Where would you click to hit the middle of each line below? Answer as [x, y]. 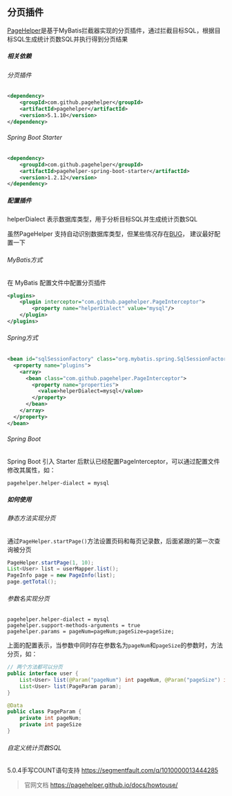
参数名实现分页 [28, 598]
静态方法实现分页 [31, 518]
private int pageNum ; [50, 718]
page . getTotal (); [32, 582]
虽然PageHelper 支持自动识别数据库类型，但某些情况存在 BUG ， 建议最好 [111, 234]
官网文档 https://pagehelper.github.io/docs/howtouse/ [101, 785]
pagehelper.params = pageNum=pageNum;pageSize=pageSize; [91, 632]
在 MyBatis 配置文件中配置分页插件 [57, 282]
